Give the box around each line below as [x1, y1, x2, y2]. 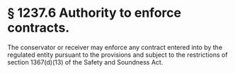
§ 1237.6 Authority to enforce [7, 5, 182, 21]
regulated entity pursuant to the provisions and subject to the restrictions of [7, 51, 228, 59]
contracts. [7, 20, 70, 36]
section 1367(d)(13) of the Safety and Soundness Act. [7, 58, 164, 66]
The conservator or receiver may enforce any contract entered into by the [7, 43, 223, 51]
